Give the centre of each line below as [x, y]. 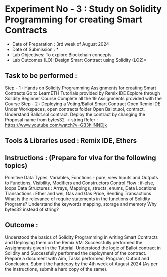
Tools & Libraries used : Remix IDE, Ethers [71, 141]
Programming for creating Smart [74, 20]
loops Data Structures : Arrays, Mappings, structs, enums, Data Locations [81, 188]
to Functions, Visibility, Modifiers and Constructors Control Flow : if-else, [80, 183]
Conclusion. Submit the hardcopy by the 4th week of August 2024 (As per [82, 264]
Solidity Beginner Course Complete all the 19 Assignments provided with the [84, 98]
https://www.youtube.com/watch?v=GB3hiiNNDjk [56, 125]
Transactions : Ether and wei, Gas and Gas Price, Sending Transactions [78, 193]
